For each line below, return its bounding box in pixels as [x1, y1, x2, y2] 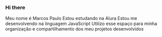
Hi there [5, 4, 25, 11]
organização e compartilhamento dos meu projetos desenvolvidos [5, 26, 144, 32]
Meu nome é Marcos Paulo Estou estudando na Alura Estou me [5, 15, 137, 21]
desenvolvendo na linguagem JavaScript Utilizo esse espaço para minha [5, 20, 157, 26]
